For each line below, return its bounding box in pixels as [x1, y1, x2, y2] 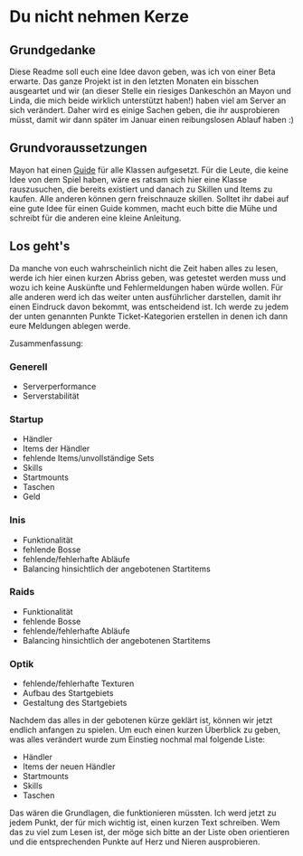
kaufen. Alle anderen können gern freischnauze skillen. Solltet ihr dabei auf [9, 193, 289, 204]
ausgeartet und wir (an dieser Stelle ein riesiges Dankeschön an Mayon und [9, 86, 291, 96]
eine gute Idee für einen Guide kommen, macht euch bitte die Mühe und [9, 202, 278, 213]
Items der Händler [22, 443, 90, 454]
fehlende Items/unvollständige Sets [22, 453, 155, 464]
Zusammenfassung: [9, 337, 84, 349]
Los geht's [9, 239, 71, 254]
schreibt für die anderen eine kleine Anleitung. [9, 212, 182, 223]
